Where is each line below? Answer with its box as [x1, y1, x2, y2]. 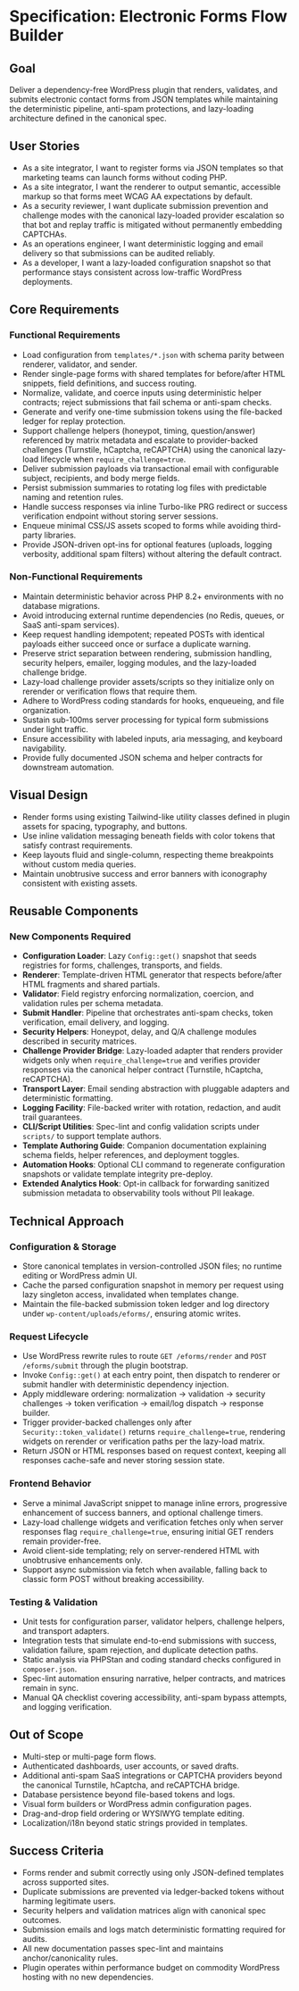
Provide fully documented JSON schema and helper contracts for [21, 752, 263, 762]
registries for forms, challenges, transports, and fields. [21, 960, 223, 971]
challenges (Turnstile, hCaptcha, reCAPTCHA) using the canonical [21, 444, 266, 454]
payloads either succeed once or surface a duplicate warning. [21, 638, 252, 649]
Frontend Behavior [9, 1478, 92, 1490]
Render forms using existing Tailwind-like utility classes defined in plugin [21, 811, 290, 822]
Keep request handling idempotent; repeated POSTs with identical [21, 629, 265, 639]
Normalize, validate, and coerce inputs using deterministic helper [21, 387, 262, 398]
